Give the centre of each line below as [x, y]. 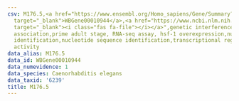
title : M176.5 [28, 87]
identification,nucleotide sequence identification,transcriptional [117, 41]
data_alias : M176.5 [36, 54]
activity [27, 47]
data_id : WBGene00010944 [44, 60]
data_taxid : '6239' [36, 80]
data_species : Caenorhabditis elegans [65, 73]
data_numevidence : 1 [38, 67]
